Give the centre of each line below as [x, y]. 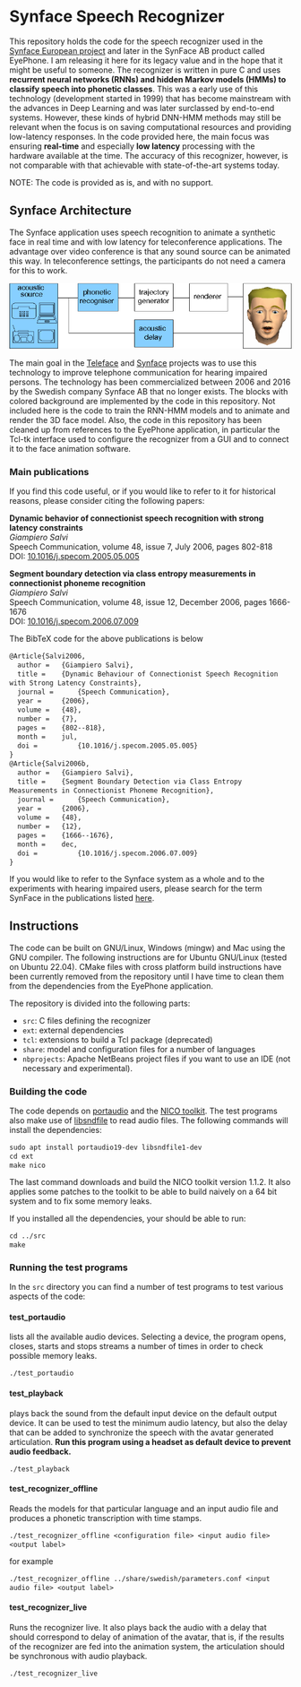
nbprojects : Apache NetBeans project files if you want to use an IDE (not [156, 1059]
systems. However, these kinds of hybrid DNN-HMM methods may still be [146, 117]
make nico [28, 1165]
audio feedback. [40, 1451]
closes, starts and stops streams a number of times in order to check [137, 1346]
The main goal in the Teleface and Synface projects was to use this [133, 363]
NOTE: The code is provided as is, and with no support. [111, 182]
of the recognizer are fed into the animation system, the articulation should [147, 1647]
